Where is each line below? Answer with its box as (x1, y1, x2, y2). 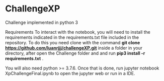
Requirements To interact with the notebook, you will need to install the (5, 29, 151, 35)
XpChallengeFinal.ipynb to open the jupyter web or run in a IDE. (5, 70, 135, 76)
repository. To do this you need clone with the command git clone (5, 39, 140, 45)
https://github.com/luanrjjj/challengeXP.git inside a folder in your (5, 45, 143, 51)
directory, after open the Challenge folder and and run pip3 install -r (5, 50, 145, 56)
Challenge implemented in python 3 (5, 19, 78, 25)
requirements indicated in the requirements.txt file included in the (5, 34, 139, 40)
